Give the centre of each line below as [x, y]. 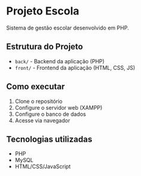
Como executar [35, 86]
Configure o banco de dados [50, 114]
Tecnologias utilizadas [49, 139]
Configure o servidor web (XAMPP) [58, 107]
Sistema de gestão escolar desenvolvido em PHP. [67, 28]
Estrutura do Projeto [45, 47]
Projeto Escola [43, 11]
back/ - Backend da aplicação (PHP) [60, 61]
